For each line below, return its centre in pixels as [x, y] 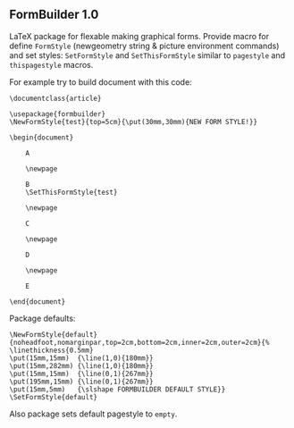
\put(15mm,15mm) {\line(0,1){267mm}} [81, 373]
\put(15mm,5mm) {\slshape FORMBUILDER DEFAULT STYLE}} [118, 389]
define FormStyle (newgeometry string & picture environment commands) [144, 46]
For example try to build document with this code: [101, 82]
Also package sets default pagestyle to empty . [93, 414]
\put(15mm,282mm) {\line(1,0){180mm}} [81, 365]
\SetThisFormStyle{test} [71, 192]
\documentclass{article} [55, 98]
